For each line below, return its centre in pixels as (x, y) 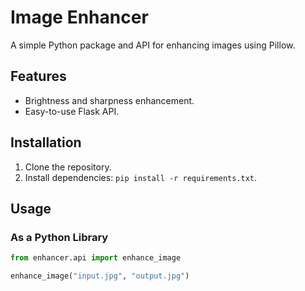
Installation (46, 142)
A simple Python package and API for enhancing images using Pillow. (153, 45)
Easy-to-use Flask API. (72, 111)
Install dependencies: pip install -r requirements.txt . (141, 177)
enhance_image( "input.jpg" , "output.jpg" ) (100, 276)
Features (38, 76)
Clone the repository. (68, 167)
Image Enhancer (79, 17)
